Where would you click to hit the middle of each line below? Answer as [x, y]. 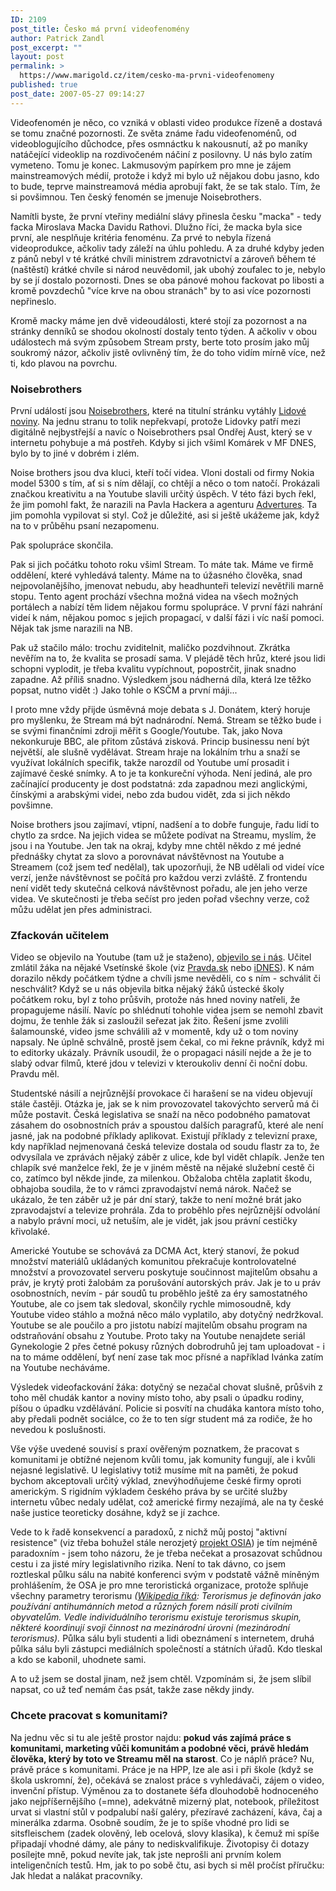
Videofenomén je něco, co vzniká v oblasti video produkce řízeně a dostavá [166, 122]
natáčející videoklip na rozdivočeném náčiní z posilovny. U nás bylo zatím [161, 154]
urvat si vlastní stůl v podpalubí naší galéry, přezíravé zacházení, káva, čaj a [166, 1812]
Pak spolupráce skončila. [62, 545]
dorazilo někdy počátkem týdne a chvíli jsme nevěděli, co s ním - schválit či [165, 978]
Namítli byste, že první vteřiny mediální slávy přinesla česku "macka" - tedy [166, 216]
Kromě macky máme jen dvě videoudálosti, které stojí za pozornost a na [159, 320]
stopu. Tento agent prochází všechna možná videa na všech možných [154, 596]
